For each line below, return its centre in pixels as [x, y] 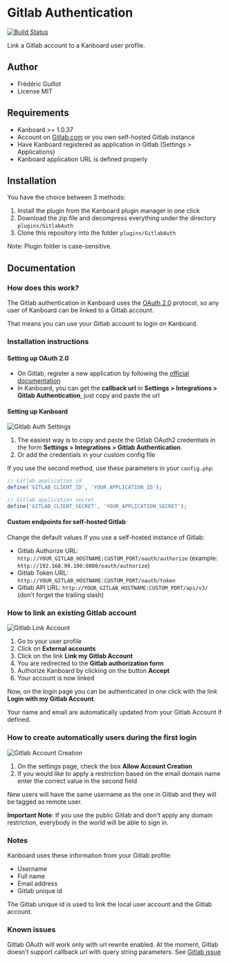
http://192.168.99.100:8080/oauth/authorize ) [83, 566]
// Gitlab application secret [51, 500]
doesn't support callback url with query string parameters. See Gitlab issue [114, 952]
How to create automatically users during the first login [102, 737]
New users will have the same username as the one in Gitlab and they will [112, 794]
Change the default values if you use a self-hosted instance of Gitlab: [106, 537]
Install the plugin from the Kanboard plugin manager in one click [109, 211]
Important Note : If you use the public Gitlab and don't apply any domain [110, 815]
